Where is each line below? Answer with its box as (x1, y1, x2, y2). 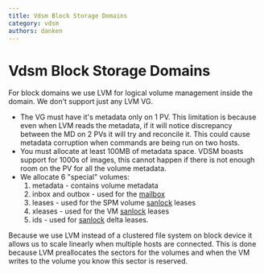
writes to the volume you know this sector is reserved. (8, 256, 188, 266)
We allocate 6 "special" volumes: (19, 172, 130, 182)
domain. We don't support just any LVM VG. (8, 97, 154, 106)
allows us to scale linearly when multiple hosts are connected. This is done (8, 239, 257, 249)
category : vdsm (8, 19, 60, 27)
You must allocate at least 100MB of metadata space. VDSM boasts (19, 147, 244, 156)
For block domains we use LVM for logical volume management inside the (8, 88, 254, 98)
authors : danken (8, 27, 63, 35)
